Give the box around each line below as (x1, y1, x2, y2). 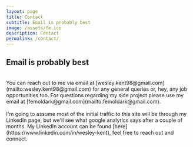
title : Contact (6, 14, 44, 20)
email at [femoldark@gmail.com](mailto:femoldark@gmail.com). (6, 98, 161, 105)
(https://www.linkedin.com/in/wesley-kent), (6, 129, 111, 136)
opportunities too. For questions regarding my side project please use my (6, 91, 184, 98)
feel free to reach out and (112, 129, 174, 136)
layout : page (6, 8, 38, 15)
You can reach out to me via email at (6, 79, 95, 86)
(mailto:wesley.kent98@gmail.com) (6, 86, 91, 93)
